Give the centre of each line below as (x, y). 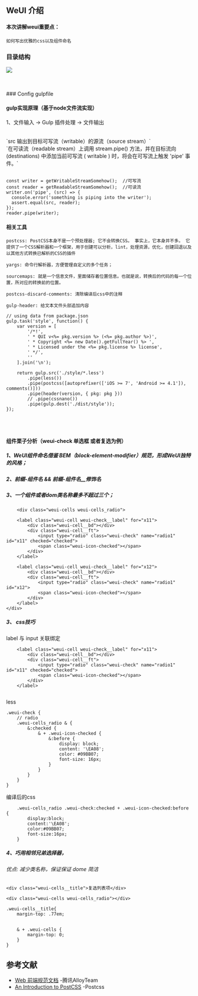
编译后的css (21, 797)
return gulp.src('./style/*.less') (61, 373)
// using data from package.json (47, 316)
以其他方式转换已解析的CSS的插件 (41, 253)
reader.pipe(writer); (33, 213)
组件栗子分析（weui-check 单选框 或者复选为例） (66, 441)
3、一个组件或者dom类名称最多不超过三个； (60, 495)
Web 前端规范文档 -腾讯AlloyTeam (56, 980)
